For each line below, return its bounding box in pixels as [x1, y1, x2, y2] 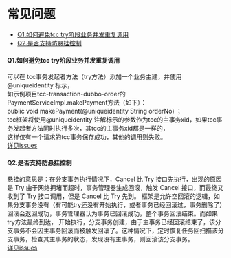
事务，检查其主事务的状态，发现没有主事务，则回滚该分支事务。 [12, 235, 194, 244]
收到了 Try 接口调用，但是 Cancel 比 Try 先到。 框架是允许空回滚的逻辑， [7, 192, 214, 200]
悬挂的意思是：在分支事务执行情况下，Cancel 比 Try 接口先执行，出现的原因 [7, 175, 222, 183]
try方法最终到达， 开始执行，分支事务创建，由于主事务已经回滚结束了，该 [7, 218, 215, 226]
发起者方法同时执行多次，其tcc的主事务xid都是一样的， [12, 125, 170, 133]
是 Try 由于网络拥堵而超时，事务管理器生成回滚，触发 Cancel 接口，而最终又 [7, 184, 224, 192]
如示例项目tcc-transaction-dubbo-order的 [7, 90, 126, 98]
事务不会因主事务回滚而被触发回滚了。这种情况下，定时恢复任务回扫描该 [12, 226, 218, 235]
